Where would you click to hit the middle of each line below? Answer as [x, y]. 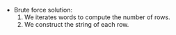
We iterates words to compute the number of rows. [97, 17]
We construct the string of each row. [77, 24]
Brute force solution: [43, 10]
